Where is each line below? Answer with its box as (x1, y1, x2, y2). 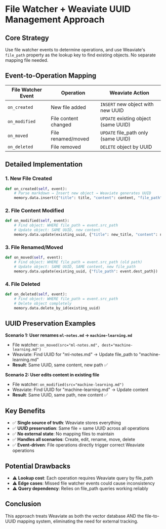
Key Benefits (5, 406, 45, 415)
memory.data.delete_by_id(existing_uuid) (14, 306, 100, 310)
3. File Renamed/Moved (5, 244, 63, 251)
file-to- (145, 513, 160, 519)
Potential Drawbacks (5, 462, 71, 470)
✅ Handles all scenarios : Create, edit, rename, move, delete (12, 437, 135, 442)
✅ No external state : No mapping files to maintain (12, 431, 115, 437)
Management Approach (5, 14, 105, 25)
